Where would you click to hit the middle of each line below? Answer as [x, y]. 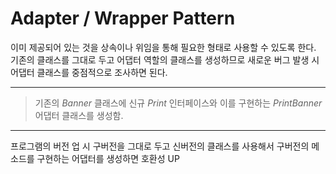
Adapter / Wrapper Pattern [123, 18]
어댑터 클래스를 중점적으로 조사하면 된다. [89, 72]
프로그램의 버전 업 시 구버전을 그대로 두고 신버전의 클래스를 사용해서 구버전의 [160, 146]
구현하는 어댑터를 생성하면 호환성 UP [108, 158]
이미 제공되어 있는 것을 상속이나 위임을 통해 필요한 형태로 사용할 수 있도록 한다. [163, 47]
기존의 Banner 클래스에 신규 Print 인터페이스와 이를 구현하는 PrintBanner [178, 103]
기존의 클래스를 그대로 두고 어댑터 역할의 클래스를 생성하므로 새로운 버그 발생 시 [165, 59]
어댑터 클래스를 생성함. [79, 115]
